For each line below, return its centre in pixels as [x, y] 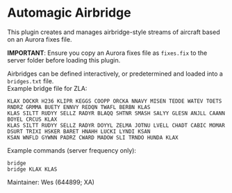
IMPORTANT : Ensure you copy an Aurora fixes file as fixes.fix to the [107, 53]
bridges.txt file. [31, 81]
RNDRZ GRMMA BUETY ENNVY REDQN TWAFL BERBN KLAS [79, 107]
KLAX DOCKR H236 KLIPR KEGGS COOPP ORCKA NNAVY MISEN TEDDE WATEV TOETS [115, 101]
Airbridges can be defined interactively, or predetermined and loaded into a [115, 74]
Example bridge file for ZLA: [47, 88]
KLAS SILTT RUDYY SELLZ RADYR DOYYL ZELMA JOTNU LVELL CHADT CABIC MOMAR [116, 125]
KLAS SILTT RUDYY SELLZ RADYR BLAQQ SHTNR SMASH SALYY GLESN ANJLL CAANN [116, 113]
